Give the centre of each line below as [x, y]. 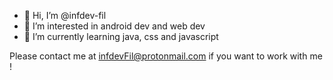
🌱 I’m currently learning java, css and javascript [121, 36]
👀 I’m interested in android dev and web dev [114, 26]
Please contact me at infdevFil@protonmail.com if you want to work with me [166, 56]
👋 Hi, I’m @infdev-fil [65, 15]
